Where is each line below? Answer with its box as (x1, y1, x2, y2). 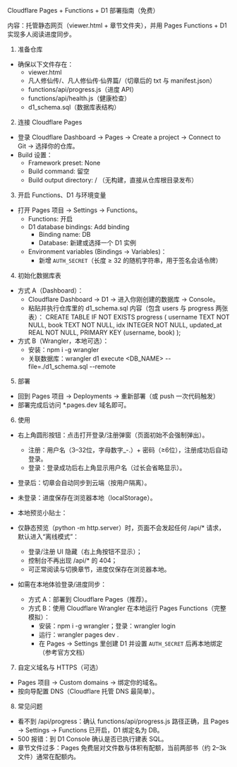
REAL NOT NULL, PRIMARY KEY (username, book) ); (28, 328, 181, 336)
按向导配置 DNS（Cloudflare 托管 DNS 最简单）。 (17, 687, 159, 695)
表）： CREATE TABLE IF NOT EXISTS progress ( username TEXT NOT (28, 313, 231, 321)
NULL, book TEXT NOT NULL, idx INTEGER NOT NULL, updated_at (28, 321, 222, 329)
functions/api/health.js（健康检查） (28, 94, 130, 103)
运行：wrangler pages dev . (38, 631, 119, 638)
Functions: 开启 (28, 215, 73, 223)
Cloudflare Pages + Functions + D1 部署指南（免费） (7, 6, 159, 14)
